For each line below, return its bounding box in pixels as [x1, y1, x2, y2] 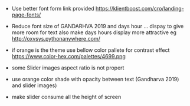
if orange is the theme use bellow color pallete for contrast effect [11, 47, 170, 54]
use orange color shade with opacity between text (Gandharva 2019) [11, 76, 179, 82]
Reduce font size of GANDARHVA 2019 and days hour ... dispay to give [11, 23, 184, 29]
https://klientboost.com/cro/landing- [95, 5, 184, 12]
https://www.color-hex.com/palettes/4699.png [11, 53, 126, 59]
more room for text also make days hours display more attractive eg [11, 29, 177, 36]
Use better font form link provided [11, 5, 94, 12]
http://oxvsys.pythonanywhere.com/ [11, 35, 100, 42]
